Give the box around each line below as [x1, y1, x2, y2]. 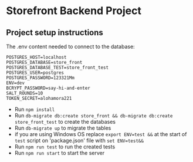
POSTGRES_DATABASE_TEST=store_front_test [6, 65, 109, 70]
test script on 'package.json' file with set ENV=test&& [14, 137, 144, 144]
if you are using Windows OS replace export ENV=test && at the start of [14, 131, 187, 137]
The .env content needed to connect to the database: [6, 43, 135, 50]
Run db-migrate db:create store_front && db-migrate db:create [14, 112, 173, 119]
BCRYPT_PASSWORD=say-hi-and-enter [6, 85, 91, 91]
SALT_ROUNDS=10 [6, 90, 43, 96]
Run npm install [14, 106, 55, 113]
